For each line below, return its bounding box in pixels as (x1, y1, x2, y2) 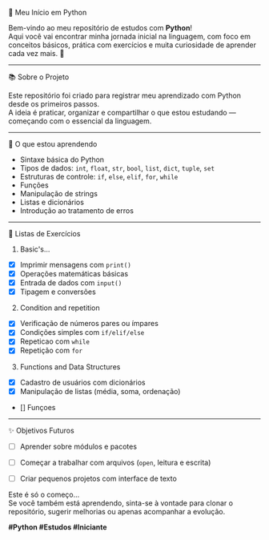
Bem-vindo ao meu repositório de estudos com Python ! (8, 23, 193, 32)
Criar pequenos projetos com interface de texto (19, 474, 178, 483)
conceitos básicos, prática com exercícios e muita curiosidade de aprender (8, 40, 256, 50)
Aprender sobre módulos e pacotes (19, 441, 138, 451)
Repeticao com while (19, 336, 90, 346)
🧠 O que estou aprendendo (8, 139, 98, 148)
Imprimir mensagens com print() (19, 260, 132, 269)
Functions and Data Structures (19, 361, 121, 372)
